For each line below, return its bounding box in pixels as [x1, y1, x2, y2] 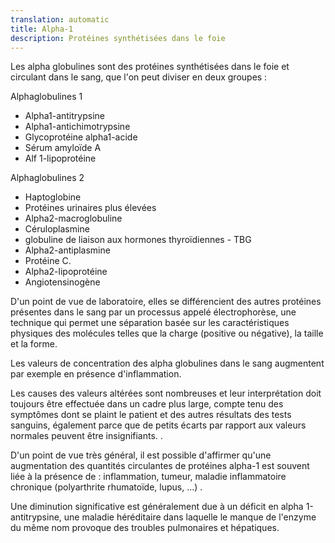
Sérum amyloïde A [24, 142, 102, 154]
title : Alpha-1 [10, 24, 74, 34]
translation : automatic [10, 14, 110, 25]
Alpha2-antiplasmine [24, 244, 111, 256]
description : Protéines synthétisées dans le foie [10, 33, 226, 43]
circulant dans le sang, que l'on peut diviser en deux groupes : [10, 71, 268, 83]
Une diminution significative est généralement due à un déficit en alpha [10, 501, 304, 513]
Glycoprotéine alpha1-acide [24, 131, 138, 143]
